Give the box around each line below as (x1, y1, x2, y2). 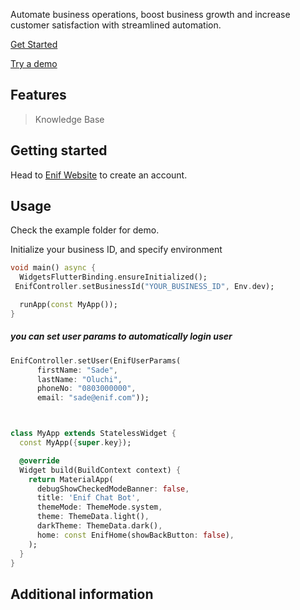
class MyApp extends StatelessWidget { (10, 429, 177, 439)
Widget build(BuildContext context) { (19, 465, 182, 475)
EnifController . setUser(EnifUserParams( (10, 355, 182, 366)
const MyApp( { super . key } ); (19, 438, 132, 448)
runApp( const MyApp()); (19, 300, 118, 310)
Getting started (10, 142, 108, 159)
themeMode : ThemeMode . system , (36, 502, 163, 513)
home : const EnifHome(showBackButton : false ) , (36, 530, 235, 540)
